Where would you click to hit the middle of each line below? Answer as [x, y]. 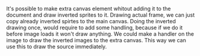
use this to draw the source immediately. [57, 46]
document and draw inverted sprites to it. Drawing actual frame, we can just [101, 15]
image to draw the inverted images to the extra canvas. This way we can [96, 40]
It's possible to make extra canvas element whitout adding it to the [89, 9]
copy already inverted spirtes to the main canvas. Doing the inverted [91, 21]
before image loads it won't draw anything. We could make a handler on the [100, 34]
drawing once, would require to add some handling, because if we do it [95, 27]
